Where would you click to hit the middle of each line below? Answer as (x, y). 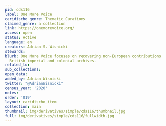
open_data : (16, 74)
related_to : (17, 65)
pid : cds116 (17, 10)
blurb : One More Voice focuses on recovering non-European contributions (83, 56)
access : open (19, 33)
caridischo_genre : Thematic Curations (45, 19)
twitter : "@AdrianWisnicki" (34, 83)
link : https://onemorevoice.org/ (40, 28)
